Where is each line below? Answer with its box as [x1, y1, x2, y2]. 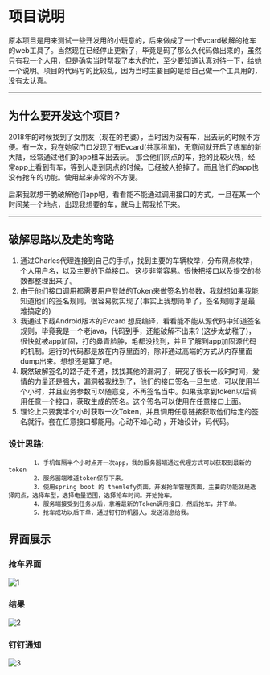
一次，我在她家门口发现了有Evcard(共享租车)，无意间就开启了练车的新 [29, 142, 262, 151]
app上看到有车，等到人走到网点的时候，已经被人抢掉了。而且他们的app [14, 162, 252, 171]
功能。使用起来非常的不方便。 [43, 172, 142, 182]
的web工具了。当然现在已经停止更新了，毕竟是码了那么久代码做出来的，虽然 [8, 45, 262, 55]
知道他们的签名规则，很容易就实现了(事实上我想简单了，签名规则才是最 [19, 295, 256, 306]
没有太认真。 [8, 76, 51, 85]
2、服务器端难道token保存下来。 [33, 474, 127, 483]
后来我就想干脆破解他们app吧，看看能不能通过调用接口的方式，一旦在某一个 [8, 189, 261, 199]
